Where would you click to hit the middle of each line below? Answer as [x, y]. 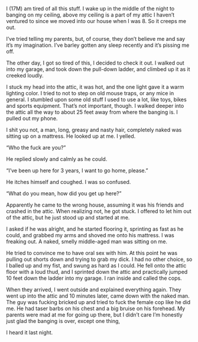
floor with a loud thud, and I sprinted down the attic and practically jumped [97, 272]
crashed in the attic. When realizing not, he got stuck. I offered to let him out [99, 211]
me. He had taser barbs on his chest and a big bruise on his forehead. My [96, 308]
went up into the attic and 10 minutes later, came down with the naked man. [98, 296]
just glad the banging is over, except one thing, [63, 321]
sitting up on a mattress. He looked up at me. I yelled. [71, 136]
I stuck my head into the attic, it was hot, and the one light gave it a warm [95, 87]
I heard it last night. [30, 333]
